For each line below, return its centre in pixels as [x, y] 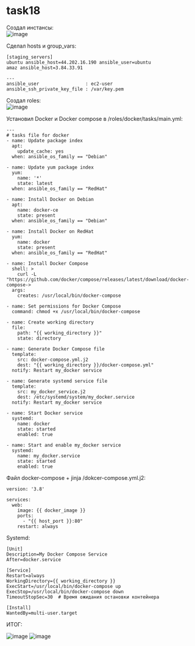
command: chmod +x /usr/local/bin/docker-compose [76, 311]
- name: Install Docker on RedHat [50, 231]
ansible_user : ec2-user [60, 84]
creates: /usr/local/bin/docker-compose [69, 296]
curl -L [27, 274]
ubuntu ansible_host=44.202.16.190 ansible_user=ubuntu [79, 62]
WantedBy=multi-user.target [42, 613]
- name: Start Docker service [45, 413]
